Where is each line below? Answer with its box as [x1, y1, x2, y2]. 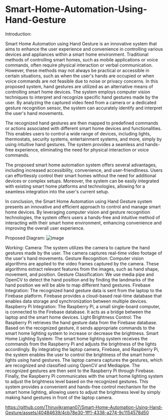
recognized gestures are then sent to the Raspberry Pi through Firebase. [5, 368, 155, 374]
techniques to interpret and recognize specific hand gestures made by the [5, 94, 159, 100]
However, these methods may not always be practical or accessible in [5, 67, 149, 74]
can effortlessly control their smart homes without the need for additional [5, 172, 156, 178]
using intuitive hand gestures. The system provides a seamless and [5, 141, 144, 147]
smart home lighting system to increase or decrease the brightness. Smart [5, 330, 159, 336]
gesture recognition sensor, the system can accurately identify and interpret [5, 105, 162, 111]
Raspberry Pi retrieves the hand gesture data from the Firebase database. [5, 319, 157, 325]
